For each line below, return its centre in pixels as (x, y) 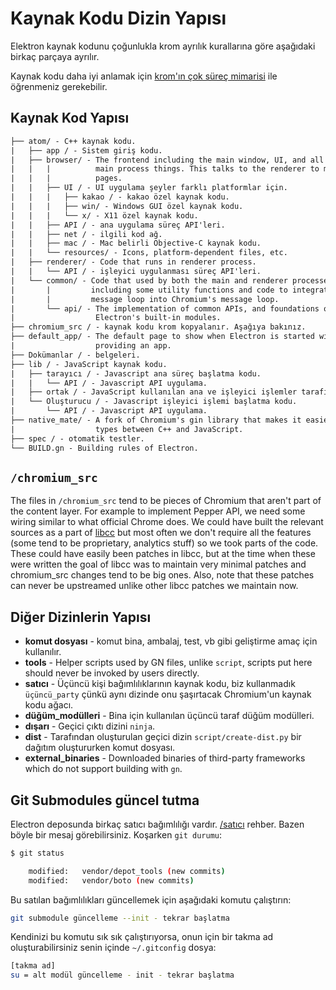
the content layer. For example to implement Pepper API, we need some (158, 511)
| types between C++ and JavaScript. (127, 429)
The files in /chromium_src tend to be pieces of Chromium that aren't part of (166, 501)
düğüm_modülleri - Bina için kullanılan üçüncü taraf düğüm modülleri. (169, 716)
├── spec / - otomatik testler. (77, 438)
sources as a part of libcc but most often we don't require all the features (161, 533)
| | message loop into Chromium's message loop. (145, 299)
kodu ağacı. (49, 705)
